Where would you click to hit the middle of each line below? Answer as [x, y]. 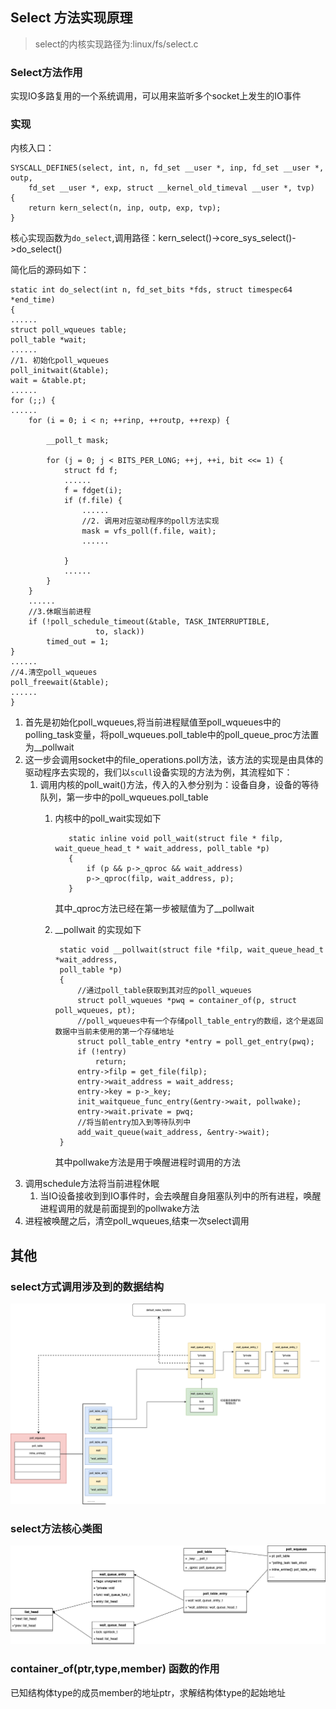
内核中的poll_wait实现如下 [108, 819]
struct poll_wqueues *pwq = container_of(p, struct [187, 1001]
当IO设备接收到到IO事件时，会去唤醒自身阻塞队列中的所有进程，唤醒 [180, 1196]
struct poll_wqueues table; [69, 330]
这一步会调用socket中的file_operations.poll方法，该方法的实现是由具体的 [174, 760]
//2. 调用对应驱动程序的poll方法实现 [150, 521]
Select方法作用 [46, 72]
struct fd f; [90, 471]
